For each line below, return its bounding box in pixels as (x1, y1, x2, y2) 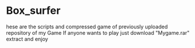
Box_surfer (6, 4, 61, 17)
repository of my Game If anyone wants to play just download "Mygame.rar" (6, 29, 190, 36)
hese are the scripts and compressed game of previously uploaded (6, 23, 168, 30)
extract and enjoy (6, 35, 49, 42)
